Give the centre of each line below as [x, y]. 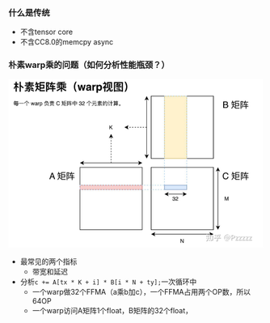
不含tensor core [46, 32]
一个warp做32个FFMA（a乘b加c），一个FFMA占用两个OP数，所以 [141, 292]
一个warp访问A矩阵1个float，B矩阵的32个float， [112, 311]
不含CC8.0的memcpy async [67, 42]
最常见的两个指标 [49, 261]
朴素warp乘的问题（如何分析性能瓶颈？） [89, 65]
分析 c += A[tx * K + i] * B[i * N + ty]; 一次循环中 [108, 282]
